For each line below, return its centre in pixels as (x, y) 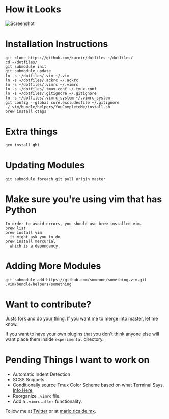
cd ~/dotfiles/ (21, 62)
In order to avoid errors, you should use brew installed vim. (74, 224)
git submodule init (26, 67)
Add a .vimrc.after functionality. (47, 401)
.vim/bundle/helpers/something (38, 284)
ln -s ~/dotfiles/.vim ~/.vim (37, 76)
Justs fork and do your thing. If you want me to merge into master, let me (82, 318)
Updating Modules (45, 165)
